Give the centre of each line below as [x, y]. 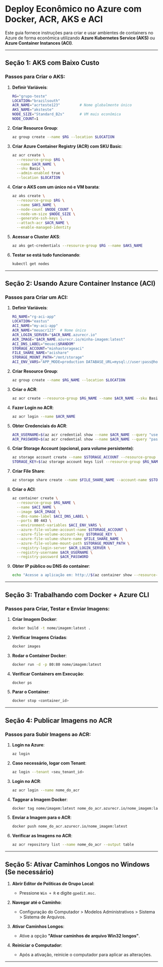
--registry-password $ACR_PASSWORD [53, 557]
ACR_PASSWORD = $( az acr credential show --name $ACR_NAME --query [79, 439]
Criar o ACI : [24, 490]
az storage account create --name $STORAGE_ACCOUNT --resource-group [84, 458]
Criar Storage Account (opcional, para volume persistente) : [73, 448]
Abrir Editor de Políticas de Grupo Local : [53, 883]
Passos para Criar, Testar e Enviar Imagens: [57, 609]
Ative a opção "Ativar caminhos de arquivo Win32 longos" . [80, 936]
